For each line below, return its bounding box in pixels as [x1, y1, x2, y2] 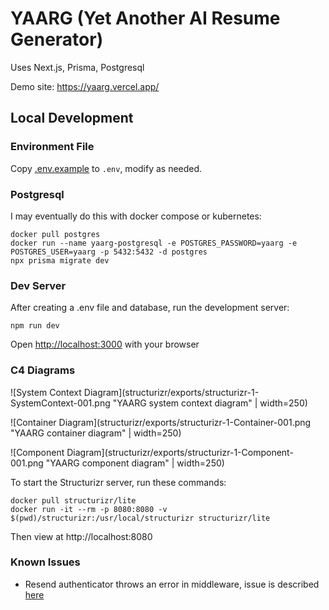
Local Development [10, 110, 134, 127]
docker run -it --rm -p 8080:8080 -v [10, 504, 168, 514]
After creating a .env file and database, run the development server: [10, 302, 290, 314]
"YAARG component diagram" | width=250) [45, 457, 225, 469]
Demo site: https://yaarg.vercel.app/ [10, 80, 160, 92]
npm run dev [10, 321, 60, 331]
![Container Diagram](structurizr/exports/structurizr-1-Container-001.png [10, 416, 312, 428]
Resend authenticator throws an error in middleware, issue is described [24, 578, 320, 590]
